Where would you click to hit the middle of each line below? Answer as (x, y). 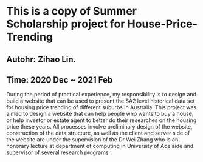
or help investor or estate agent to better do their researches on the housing (101, 120)
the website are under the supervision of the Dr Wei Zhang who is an (92, 140)
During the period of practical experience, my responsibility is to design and (101, 95)
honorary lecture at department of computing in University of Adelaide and (100, 146)
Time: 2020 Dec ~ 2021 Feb (60, 80)
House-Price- (163, 24)
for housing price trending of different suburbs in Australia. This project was (101, 107)
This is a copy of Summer (71, 11)
